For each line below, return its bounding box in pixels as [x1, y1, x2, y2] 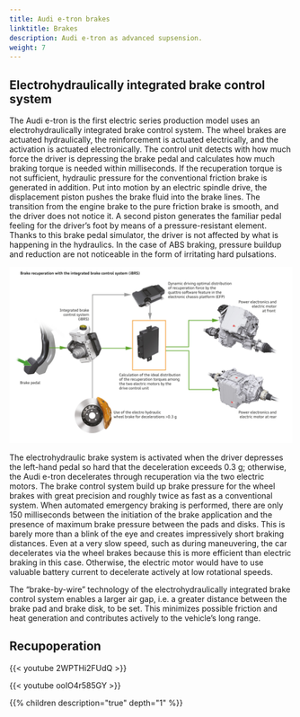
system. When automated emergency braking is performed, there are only [9, 500, 284, 511]
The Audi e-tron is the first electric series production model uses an [9, 115, 260, 126]
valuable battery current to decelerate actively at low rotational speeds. [9, 567, 274, 578]
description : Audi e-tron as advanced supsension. [9, 33, 203, 42]
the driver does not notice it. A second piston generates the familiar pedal [9, 211, 282, 222]
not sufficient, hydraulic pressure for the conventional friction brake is [9, 173, 268, 183]
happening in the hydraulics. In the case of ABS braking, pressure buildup [9, 239, 282, 251]
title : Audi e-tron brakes [9, 14, 110, 23]
